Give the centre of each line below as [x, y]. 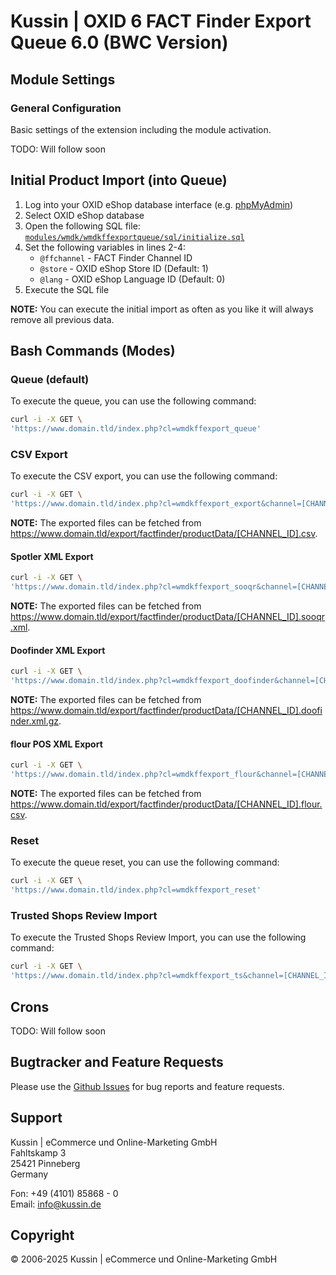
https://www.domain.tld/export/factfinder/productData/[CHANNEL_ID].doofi [166, 711]
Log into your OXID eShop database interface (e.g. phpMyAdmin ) [159, 204]
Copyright [42, 1235]
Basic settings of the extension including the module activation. [141, 129]
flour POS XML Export [56, 744]
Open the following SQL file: [82, 226]
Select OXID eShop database [84, 215]
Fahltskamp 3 [38, 1152]
